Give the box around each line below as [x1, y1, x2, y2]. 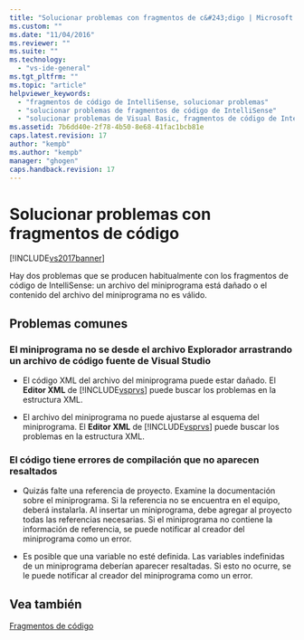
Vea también [9, 597, 82, 612]
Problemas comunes [9, 316, 128, 331]
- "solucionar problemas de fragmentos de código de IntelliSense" [17, 106, 278, 115]
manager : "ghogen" [9, 156, 79, 166]
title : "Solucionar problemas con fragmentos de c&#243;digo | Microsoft [9, 13, 294, 23]
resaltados [9, 464, 58, 477]
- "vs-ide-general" [17, 64, 91, 73]
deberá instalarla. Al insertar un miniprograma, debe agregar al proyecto [22, 504, 292, 516]
